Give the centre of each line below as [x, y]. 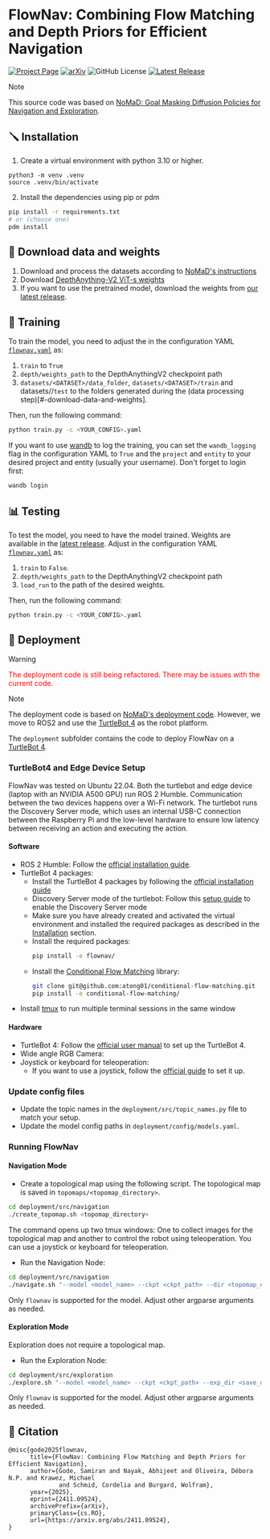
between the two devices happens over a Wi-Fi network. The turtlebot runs [133, 802]
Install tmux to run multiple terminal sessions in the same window [128, 1009]
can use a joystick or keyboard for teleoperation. [88, 1247]
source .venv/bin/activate [53, 182]
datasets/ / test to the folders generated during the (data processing [132, 391]
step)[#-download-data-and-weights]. [84, 400]
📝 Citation [33, 1431]
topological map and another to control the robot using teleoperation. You [130, 1238]
